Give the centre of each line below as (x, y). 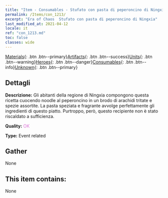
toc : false (16, 38)
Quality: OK (17, 126)
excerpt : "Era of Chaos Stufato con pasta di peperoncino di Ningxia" (81, 19)
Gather (16, 151)
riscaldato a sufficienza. (30, 116)
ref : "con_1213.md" (25, 33)
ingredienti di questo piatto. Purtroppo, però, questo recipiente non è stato (82, 111)
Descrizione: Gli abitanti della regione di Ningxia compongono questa (77, 95)
